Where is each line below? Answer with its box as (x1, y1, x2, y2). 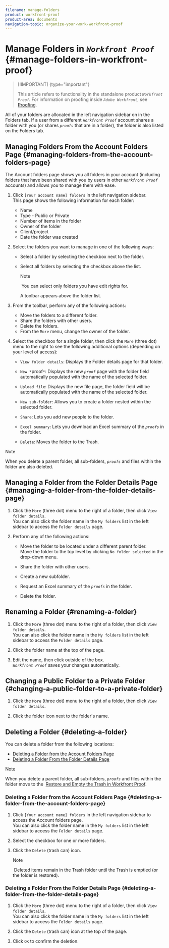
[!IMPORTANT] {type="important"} (17, 81, 90, 87)
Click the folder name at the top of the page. (12, 647, 105, 653)
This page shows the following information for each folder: (12, 197, 135, 203)
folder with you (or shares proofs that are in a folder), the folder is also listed (5, 122, 164, 129)
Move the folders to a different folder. (20, 312, 98, 318)
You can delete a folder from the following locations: (5, 741, 114, 747)
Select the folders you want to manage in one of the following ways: (12, 244, 154, 250)
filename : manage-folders (5, 7, 60, 13)
